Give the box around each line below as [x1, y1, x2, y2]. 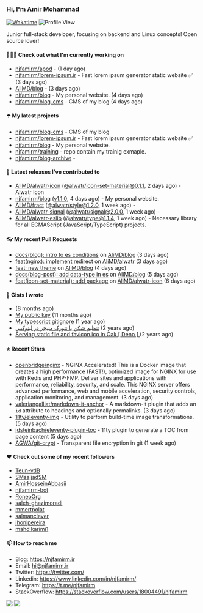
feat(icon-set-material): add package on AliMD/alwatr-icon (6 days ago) [15, 277, 196, 284]
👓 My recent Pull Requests [6, 235, 77, 243]
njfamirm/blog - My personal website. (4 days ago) [15, 91, 143, 98]
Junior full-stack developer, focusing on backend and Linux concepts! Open [6, 31, 198, 38]
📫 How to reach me [6, 540, 57, 547]
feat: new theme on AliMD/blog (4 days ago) [15, 264, 127, 272]
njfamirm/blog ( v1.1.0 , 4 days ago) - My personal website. [15, 195, 160, 202]
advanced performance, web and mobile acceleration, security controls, [15, 387, 197, 395]
